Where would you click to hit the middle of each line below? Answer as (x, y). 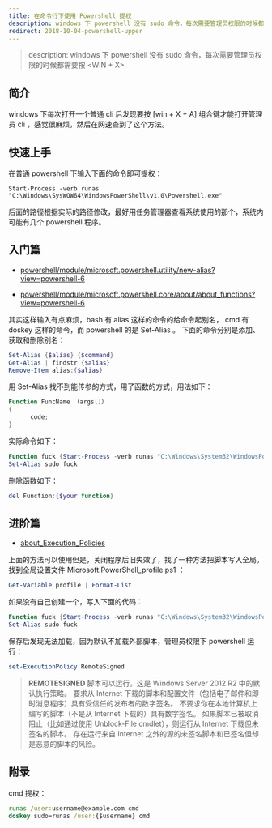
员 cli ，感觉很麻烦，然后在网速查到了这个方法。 (89, 124)
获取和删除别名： (37, 339)
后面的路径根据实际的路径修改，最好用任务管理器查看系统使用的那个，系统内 (136, 212)
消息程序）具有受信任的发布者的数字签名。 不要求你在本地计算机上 (146, 703)
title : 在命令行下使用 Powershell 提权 (70, 16)
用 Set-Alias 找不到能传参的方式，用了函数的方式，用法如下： (110, 386)
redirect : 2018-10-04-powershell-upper (76, 31)
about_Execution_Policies (62, 543)
